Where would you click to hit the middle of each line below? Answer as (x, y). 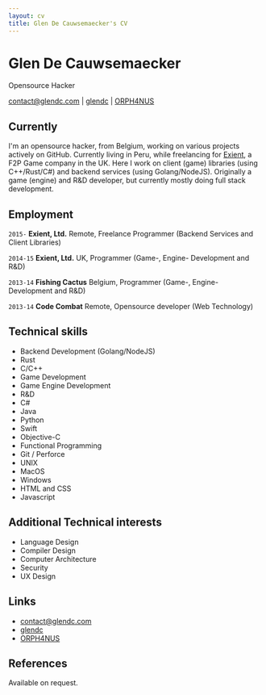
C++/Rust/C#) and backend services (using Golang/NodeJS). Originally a (130, 172)
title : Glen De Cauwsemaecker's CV (68, 23)
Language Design (49, 542)
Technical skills (48, 332)
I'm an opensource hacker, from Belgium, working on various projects (124, 146)
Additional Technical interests (85, 523)
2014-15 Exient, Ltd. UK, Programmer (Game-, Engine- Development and (129, 258)
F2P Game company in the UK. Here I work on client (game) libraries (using (133, 163)
